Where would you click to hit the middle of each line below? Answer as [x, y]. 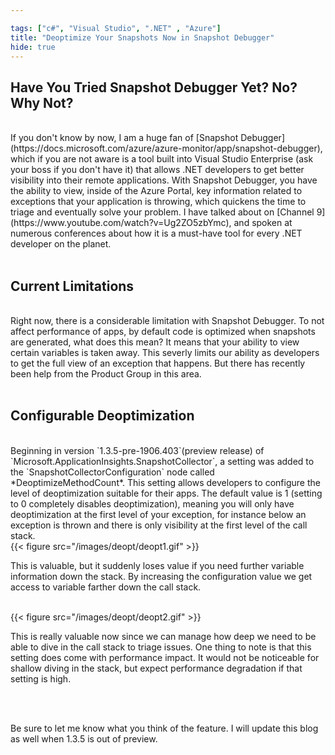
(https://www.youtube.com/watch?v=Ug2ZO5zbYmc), [121, 223]
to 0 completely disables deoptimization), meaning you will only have [152, 503]
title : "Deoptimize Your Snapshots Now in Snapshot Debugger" [142, 37]
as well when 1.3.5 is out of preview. [84, 738]
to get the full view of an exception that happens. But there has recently [158, 363]
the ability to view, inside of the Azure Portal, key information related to [156, 191]
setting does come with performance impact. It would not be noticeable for [165, 657]
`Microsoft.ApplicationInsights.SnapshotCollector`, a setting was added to [162, 461]
